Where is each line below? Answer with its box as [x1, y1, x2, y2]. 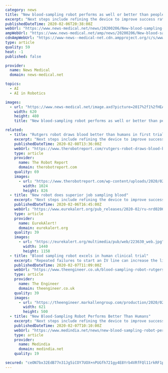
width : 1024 [23, 183, 48, 189]
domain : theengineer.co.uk [18, 286, 75, 291]
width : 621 [23, 304, 46, 310]
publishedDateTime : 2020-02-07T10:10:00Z [14, 323, 101, 328]
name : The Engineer [18, 281, 59, 286]
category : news [5, 7, 37, 13]
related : [5, 127, 23, 133]
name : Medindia [18, 342, 50, 347]
